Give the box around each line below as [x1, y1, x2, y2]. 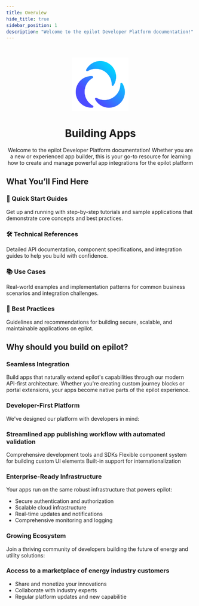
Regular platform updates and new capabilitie [14, 593, 127, 600]
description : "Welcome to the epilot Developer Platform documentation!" [6, 29, 194, 35]
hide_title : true [6, 16, 50, 22]
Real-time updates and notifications [14, 510, 103, 518]
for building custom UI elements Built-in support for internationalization [6, 457, 181, 465]
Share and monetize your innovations [14, 580, 107, 587]
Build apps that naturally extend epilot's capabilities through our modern [6, 373, 184, 381]
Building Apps [65, 126, 136, 140]
